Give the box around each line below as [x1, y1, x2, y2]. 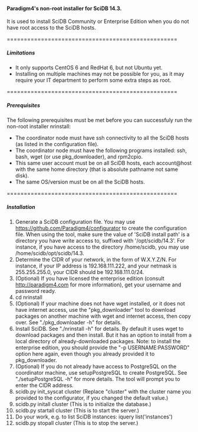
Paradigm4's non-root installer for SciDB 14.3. [6, 5, 122, 12]
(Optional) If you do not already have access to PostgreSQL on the [15, 363, 177, 370]
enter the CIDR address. [15, 382, 74, 389]
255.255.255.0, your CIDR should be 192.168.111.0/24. [15, 269, 144, 276]
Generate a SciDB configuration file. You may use [15, 218, 136, 225]
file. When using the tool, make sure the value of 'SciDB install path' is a [15, 231, 190, 238]
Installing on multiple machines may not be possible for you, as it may [15, 70, 184, 78]
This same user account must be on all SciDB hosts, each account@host [15, 160, 192, 167]
